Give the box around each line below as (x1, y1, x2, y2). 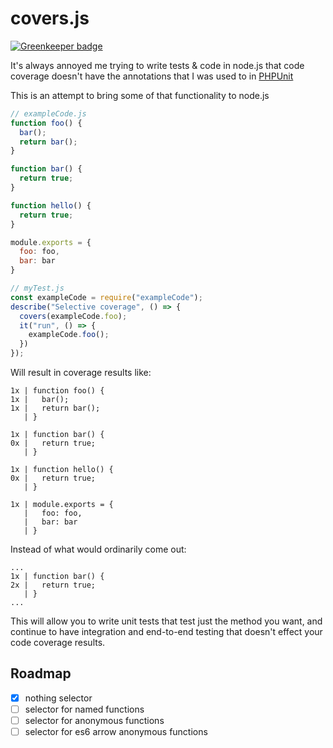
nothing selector (24, 692, 93, 704)
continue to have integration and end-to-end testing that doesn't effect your (10, 626, 323, 638)
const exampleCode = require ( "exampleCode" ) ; (10, 292, 203, 302)
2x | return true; (10, 580, 97, 591)
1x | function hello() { (10, 465, 114, 475)
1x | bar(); (10, 395, 70, 405)
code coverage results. (10, 637, 106, 649)
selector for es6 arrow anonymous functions (24, 726, 208, 738)
